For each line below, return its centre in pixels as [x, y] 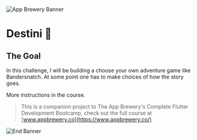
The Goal [23, 56]
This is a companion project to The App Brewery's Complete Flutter [105, 107]
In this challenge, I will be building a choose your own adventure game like [98, 70]
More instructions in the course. [46, 95]
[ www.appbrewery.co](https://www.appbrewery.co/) [86, 119]
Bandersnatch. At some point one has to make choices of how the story [95, 77]
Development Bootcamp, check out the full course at [86, 113]
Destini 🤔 [29, 34]
